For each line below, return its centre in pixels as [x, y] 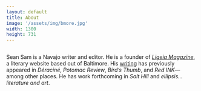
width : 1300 [21, 29]
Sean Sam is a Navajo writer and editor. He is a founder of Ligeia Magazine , [101, 57]
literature [18, 83]
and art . [40, 83]
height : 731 [21, 35]
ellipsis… [172, 76]
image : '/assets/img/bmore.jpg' [47, 23]
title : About [23, 18]
